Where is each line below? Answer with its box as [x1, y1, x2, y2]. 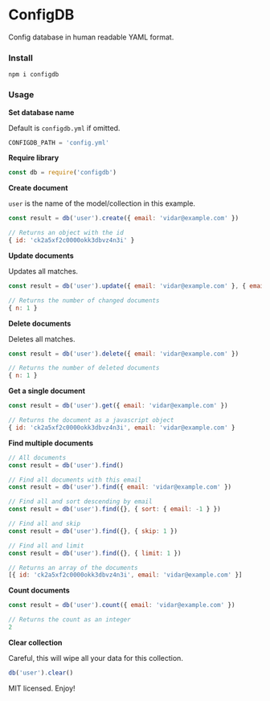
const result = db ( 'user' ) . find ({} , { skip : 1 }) [8, 527, 178, 535]
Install [8, 52, 34, 64]
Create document [8, 183, 68, 193]
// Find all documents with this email [8, 476, 142, 484]
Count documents [8, 585, 70, 596]
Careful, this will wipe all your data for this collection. [8, 653, 183, 662]
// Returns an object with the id [8, 229, 125, 237]
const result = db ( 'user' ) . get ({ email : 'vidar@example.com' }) [8, 402, 228, 410]
